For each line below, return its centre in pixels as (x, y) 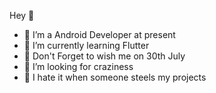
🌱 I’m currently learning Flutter (86, 45)
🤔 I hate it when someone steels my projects (115, 77)
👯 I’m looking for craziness (78, 66)
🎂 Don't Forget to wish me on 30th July (104, 56)
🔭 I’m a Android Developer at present (99, 34)
